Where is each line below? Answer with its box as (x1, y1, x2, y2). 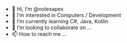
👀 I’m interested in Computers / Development (11, 12, 122, 19)
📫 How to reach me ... (11, 31, 67, 37)
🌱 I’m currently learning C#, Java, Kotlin (11, 18, 109, 24)
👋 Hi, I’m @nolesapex (11, 6, 64, 12)
